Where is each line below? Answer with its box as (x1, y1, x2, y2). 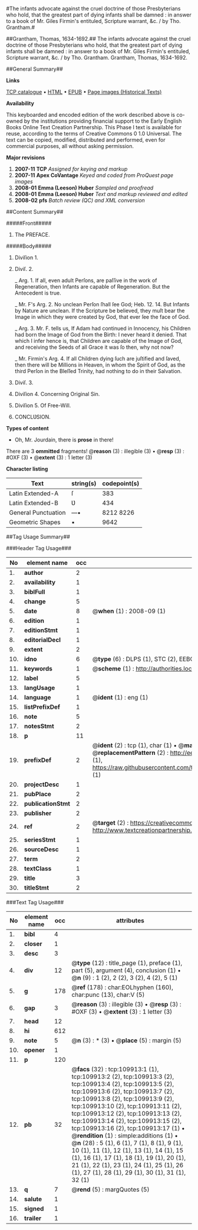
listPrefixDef (24, 703, 61, 711)
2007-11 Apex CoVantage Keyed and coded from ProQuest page (14, 172, 174, 179)
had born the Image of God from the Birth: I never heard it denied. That (14, 331, 187, 338)
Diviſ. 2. (14, 266, 34, 272)
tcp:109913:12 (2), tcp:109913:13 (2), (71, 1110, 182, 1117)
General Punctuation (9, 509, 66, 516)
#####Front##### (6, 220, 52, 227)
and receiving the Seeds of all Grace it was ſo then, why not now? (14, 344, 174, 351)
